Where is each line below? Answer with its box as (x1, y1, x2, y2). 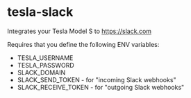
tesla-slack (7, 4, 74, 20)
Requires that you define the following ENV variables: (7, 40, 160, 48)
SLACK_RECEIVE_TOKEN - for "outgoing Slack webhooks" (17, 83, 185, 91)
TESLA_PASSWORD (17, 61, 74, 69)
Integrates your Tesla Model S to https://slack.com (7, 27, 151, 35)
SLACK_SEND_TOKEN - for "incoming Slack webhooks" (17, 75, 176, 84)
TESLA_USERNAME (17, 53, 74, 62)
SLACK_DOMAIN (17, 68, 66, 77)
